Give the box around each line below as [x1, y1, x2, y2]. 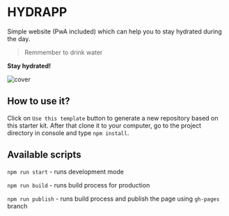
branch [7, 201, 28, 210]
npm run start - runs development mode [7, 167, 124, 176]
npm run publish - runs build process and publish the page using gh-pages [7, 194, 220, 203]
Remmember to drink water [24, 48, 103, 56]
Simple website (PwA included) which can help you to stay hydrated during [7, 27, 223, 36]
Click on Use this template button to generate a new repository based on [7, 114, 219, 122]
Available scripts [7, 149, 81, 161]
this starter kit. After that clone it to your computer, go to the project [7, 121, 202, 130]
